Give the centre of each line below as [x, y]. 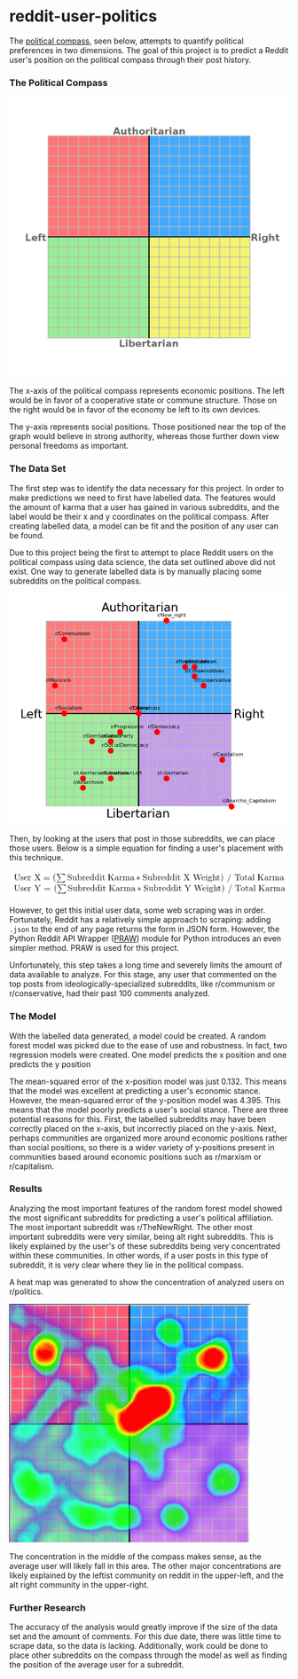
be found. [27, 535]
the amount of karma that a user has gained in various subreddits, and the [144, 506]
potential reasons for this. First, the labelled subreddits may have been [138, 1118]
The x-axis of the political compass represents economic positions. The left [147, 391]
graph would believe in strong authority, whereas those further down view [144, 436]
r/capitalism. [32, 1166]
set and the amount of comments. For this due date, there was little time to [145, 1636]
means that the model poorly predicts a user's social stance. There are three [149, 1110]
